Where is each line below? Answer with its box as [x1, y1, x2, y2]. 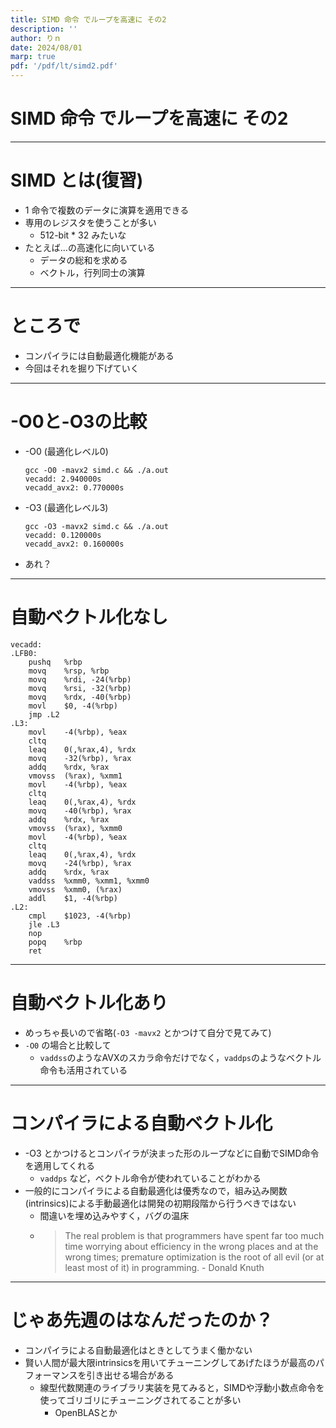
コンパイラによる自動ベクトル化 [10, 1112, 273, 1135]
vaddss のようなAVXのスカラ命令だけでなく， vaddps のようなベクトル [39, 1051, 322, 1063]
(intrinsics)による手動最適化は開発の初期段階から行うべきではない [24, 1197, 297, 1209]
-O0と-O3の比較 [10, 411, 148, 433]
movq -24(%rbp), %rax [28, 858, 132, 868]
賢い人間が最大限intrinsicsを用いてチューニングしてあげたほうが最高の [24, 1356, 317, 1368]
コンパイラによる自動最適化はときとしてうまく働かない [24, 1344, 253, 1356]
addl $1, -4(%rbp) [28, 893, 118, 903]
